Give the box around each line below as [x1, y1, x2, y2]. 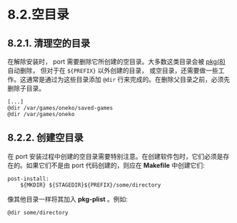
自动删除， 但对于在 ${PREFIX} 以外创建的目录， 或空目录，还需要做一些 [7, 66, 219, 75]
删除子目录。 [7, 84, 45, 93]
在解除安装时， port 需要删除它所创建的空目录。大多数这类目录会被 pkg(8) [7, 58, 226, 66]
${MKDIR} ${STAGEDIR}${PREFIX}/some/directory [20, 181, 161, 189]
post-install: [7, 175, 50, 182]
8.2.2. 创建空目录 [7, 132, 84, 144]
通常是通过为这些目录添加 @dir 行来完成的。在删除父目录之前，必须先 [26, 76, 231, 83]
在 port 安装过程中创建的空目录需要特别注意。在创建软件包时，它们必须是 [7, 152, 223, 160]
